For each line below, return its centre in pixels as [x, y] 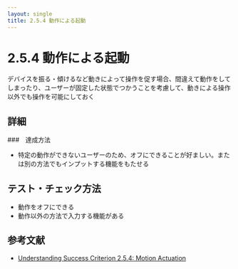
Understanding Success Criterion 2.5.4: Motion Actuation [102, 258]
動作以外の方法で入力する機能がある [71, 216]
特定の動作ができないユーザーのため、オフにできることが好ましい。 [118, 155]
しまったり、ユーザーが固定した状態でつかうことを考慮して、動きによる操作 [119, 88]
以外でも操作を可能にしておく [51, 97]
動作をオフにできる [46, 207]
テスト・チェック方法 [54, 188]
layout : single [30, 14]
